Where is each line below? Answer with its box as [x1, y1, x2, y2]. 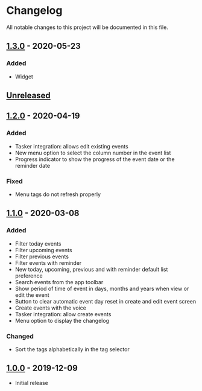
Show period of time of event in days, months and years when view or [14, 285, 189, 292]
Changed [6, 332, 34, 340]
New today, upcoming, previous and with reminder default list [14, 265, 168, 273]
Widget [14, 73, 33, 80]
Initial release [14, 379, 48, 386]
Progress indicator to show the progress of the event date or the [14, 155, 175, 163]
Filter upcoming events [14, 246, 72, 253]
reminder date [14, 162, 50, 169]
